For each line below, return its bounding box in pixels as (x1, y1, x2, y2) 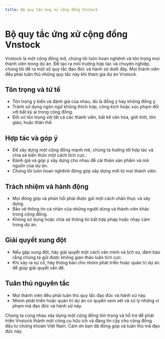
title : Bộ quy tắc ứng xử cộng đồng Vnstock (5, 7, 98, 12)
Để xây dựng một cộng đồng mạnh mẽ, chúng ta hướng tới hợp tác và (12, 147, 154, 153)
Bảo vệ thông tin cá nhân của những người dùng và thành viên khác (12, 206, 150, 212)
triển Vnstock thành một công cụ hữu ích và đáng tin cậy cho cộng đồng (5, 317, 152, 324)
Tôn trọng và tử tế (5, 85, 61, 94)
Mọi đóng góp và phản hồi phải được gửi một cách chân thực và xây (12, 196, 151, 201)
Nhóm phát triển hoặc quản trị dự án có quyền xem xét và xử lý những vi (12, 297, 159, 303)
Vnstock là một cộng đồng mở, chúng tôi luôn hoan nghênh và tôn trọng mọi (5, 55, 160, 61)
